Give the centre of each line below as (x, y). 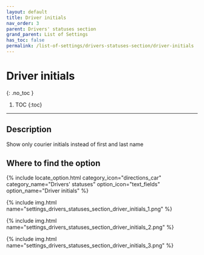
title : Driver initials (36, 18)
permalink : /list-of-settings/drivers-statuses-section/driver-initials (100, 46)
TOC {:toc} (29, 105)
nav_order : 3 (23, 23)
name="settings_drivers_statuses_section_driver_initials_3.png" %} (90, 246)
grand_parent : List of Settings (47, 35)
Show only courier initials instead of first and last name (75, 144)
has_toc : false (25, 40)
